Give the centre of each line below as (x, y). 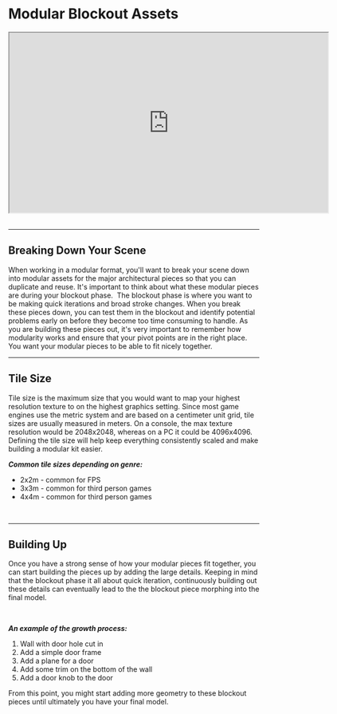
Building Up (38, 544)
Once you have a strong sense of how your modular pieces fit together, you (132, 564)
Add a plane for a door (57, 661)
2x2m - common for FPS (60, 479)
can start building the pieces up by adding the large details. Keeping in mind (133, 572)
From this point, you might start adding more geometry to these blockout (127, 693)
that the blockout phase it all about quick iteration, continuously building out (133, 581)
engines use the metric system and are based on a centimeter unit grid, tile (131, 415)
